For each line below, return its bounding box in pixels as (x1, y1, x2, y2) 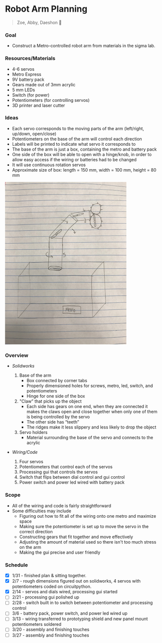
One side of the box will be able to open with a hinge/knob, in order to (12, 151, 152, 157)
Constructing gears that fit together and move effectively (19, 534, 133, 540)
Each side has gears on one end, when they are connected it (26, 404, 148, 409)
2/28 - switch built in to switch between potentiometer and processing (12, 600, 153, 605)
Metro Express (12, 71, 42, 77)
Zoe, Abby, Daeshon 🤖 (16, 19, 62, 25)
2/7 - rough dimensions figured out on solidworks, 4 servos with (12, 578, 141, 584)
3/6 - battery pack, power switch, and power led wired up (12, 610, 128, 616)
